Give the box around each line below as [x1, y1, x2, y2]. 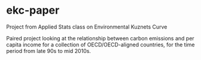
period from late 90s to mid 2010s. [6, 47, 92, 54]
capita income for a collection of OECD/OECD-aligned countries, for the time [6, 41, 195, 48]
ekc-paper [6, 4, 60, 17]
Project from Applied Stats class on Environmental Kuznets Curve [6, 23, 167, 30]
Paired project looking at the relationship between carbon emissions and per [6, 34, 194, 42]
